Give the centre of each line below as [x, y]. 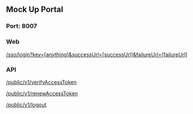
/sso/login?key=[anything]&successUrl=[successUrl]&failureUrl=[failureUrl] [97, 54]
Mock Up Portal [35, 10]
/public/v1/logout [26, 105]
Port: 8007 [22, 26]
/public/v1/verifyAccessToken [41, 82]
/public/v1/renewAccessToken [42, 93]
